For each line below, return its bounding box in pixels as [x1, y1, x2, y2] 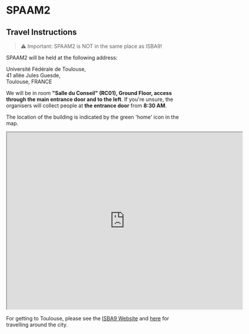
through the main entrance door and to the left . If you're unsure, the [6, 96, 174, 103]
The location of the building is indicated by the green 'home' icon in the [6, 113, 180, 120]
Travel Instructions [6, 27, 77, 37]
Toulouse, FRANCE [6, 78, 52, 85]
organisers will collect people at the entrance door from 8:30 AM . [6, 102, 167, 109]
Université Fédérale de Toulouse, [6, 66, 87, 73]
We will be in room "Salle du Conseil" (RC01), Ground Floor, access [6, 90, 172, 96]
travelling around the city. [6, 321, 68, 328]
